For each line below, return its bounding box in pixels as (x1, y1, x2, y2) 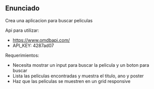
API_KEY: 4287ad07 (12, 42, 54, 49)
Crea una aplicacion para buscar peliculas (5, 17, 93, 23)
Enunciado (5, 4, 40, 13)
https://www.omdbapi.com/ (12, 37, 70, 43)
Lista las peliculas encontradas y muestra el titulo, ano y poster (12, 73, 144, 79)
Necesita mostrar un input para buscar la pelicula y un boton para (12, 62, 149, 68)
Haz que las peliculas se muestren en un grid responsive (12, 78, 131, 84)
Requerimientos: (5, 52, 39, 58)
